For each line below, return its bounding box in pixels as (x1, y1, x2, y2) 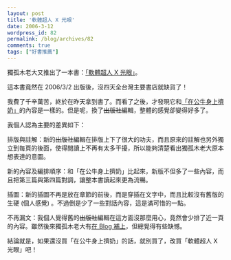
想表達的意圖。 (7, 152, 49, 160)
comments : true (7, 42, 51, 49)
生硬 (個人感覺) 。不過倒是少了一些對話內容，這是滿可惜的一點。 (7, 199, 190, 207)
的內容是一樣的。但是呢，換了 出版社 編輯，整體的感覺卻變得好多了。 (19, 106, 212, 114)
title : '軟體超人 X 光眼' (7, 17, 76, 23)
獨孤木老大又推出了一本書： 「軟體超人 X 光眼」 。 (7, 68, 142, 76)
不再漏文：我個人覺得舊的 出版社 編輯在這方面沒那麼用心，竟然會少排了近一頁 (7, 213, 224, 221)
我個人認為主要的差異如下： (7, 120, 86, 129)
